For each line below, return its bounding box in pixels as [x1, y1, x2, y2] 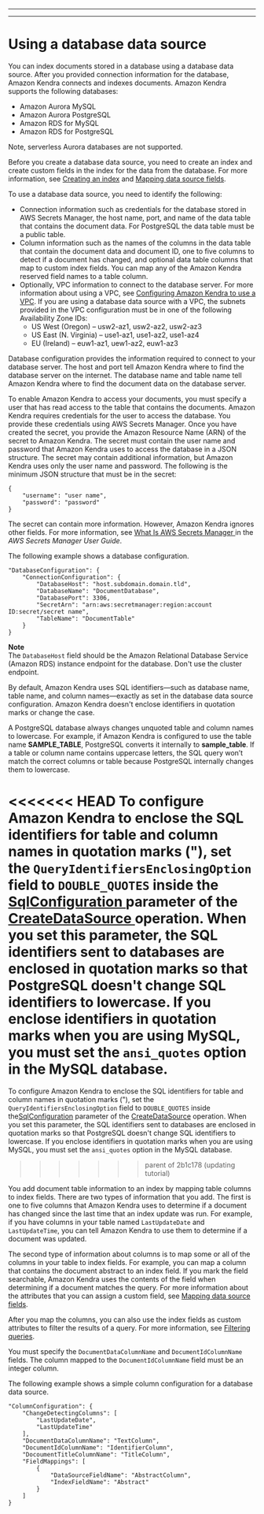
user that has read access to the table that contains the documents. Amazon [8, 403, 255, 412]
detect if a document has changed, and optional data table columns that [19, 254, 253, 264]
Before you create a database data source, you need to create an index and [8, 157, 253, 166]
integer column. [8, 1364, 59, 1373]
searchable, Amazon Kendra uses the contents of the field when [8, 1274, 216, 1284]
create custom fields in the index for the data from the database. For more [8, 165, 247, 175]
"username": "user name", [22, 492, 108, 499]
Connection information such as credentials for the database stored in [19, 204, 247, 213]
